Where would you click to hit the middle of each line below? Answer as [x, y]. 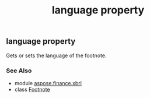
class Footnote [32, 89]
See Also [19, 71]
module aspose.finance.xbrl [48, 83]
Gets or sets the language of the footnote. [56, 55]
